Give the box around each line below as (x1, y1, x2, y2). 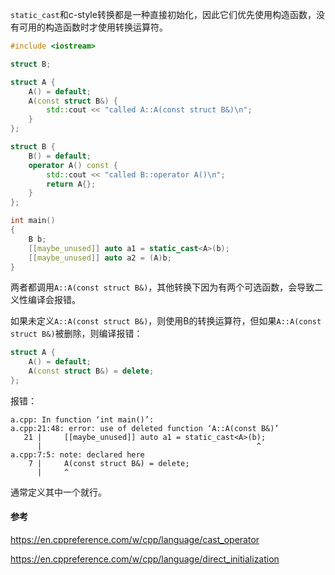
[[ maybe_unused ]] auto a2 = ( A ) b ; (28, 253, 172, 263)
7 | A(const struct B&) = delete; (28, 458, 190, 468)
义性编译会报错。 (10, 294, 81, 306)
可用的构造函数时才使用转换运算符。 (18, 21, 168, 33)
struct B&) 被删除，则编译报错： (10, 328, 143, 340)
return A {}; (46, 179, 97, 189)
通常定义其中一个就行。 (10, 486, 107, 498)
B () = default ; (28, 151, 92, 161)
